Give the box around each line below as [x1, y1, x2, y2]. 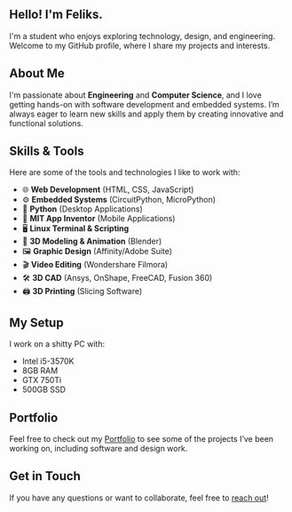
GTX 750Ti [21, 375, 62, 386]
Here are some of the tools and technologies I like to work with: [9, 167, 241, 178]
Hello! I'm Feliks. [9, 7, 104, 22]
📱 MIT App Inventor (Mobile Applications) [21, 213, 176, 224]
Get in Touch [9, 468, 82, 484]
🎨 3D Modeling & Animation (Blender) [21, 236, 162, 247]
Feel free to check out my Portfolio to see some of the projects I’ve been [9, 434, 273, 444]
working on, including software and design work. [9, 444, 188, 454]
